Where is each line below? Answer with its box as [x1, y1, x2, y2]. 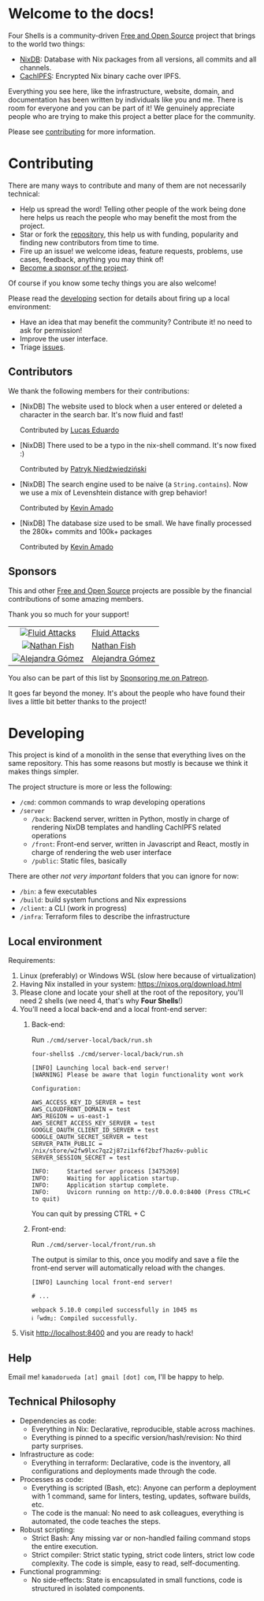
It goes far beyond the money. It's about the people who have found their [8, 688, 246, 698]
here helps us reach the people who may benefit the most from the [19, 212, 237, 222]
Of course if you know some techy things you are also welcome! [8, 278, 217, 288]
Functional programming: [19, 1566, 102, 1576]
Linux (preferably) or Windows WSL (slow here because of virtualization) [19, 971, 256, 980]
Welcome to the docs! [8, 5, 154, 23]
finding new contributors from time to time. [19, 237, 159, 247]
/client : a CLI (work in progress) [19, 904, 128, 913]
